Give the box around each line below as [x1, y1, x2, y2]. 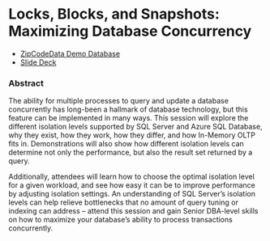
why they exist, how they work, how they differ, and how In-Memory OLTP [8, 130, 256, 140]
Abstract [8, 78, 45, 89]
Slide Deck [19, 57, 57, 67]
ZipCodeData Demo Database [19, 49, 120, 58]
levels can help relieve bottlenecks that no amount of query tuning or [8, 197, 239, 207]
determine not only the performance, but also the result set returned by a [8, 147, 253, 158]
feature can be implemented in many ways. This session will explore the [8, 113, 249, 123]
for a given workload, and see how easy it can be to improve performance [8, 180, 255, 190]
